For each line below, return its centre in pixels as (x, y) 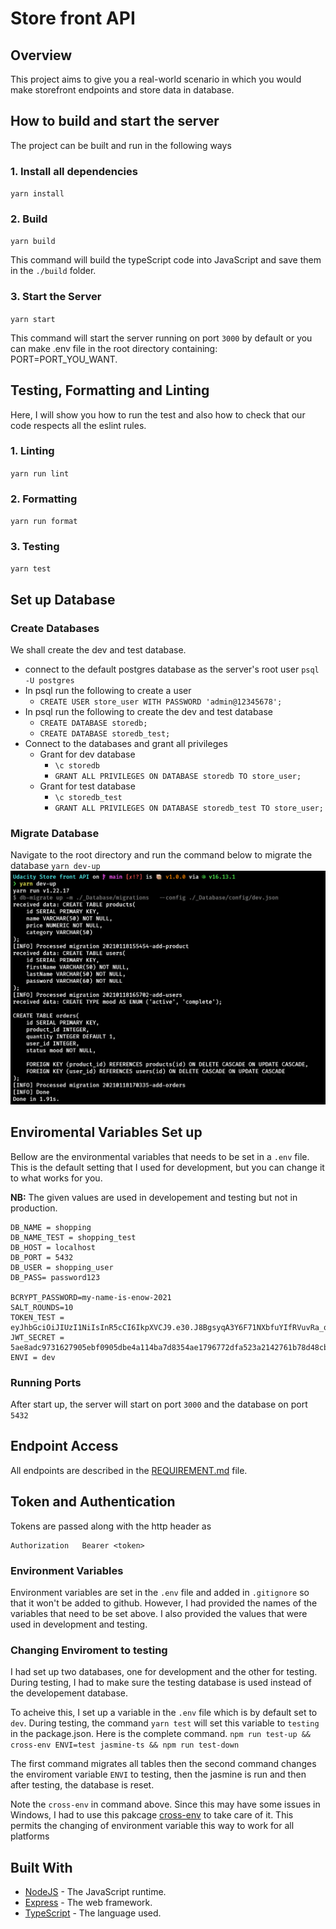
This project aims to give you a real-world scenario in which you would (156, 79)
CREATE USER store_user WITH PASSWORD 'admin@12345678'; (161, 702)
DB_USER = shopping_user (62, 1267)
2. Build (29, 219)
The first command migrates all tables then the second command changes (163, 1764)
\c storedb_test (88, 798)
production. (34, 1208)
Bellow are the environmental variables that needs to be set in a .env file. (160, 1156)
